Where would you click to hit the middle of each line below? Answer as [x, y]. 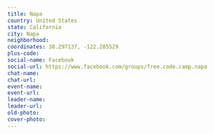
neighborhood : [28, 40]
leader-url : [25, 106]
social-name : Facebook [41, 60]
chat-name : [23, 73]
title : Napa [25, 14]
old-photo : [23, 113]
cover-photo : [27, 119]
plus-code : [23, 54]
